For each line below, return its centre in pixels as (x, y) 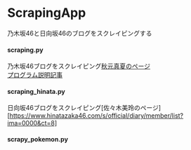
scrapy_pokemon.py (38, 139)
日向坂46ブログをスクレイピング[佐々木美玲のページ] (84, 108)
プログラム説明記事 (35, 75)
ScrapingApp (47, 13)
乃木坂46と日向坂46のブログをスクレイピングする (80, 33)
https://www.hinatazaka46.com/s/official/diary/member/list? (97, 116)
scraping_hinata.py (36, 91)
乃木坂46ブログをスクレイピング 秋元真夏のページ (79, 66)
